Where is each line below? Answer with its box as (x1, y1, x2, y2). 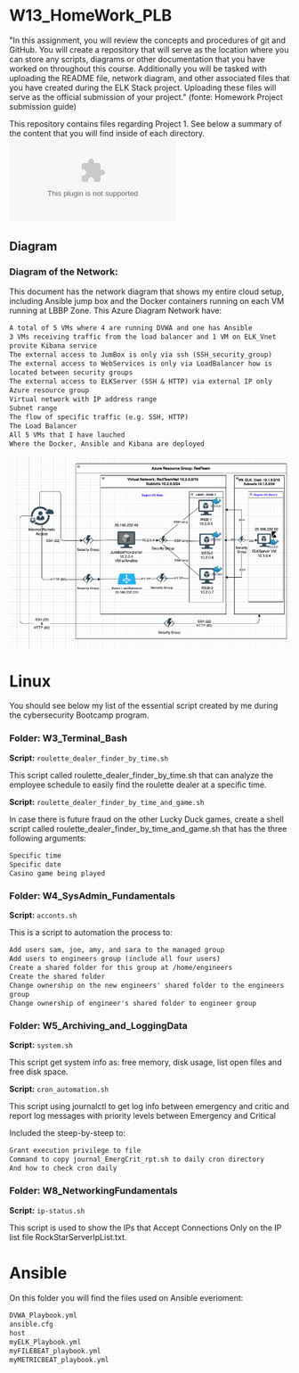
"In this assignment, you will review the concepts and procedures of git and (9, 35, 287, 45)
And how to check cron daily (9, 1164, 117, 1173)
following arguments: (9, 833, 87, 843)
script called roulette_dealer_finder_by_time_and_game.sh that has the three (9, 823, 287, 834)
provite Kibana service (9, 341, 98, 350)
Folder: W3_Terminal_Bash (9, 732, 127, 744)
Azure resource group (9, 385, 90, 395)
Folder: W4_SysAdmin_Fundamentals (9, 889, 175, 901)
